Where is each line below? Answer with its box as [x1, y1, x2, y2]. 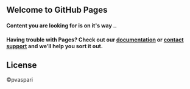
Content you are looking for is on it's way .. [6, 21, 117, 29]
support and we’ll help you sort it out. [6, 42, 104, 49]
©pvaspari [6, 76, 33, 84]
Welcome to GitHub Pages [6, 5, 108, 15]
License [6, 60, 37, 70]
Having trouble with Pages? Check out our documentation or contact [6, 36, 184, 43]
